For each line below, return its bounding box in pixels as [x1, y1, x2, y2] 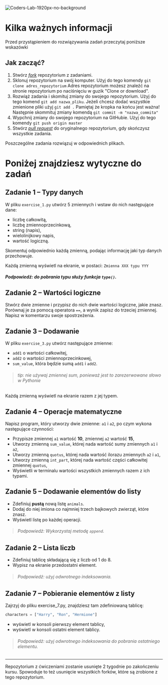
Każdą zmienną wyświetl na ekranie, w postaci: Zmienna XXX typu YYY [5, 262, 149, 268]
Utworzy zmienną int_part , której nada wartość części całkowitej [12, 457, 148, 463]
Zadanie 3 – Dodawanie [5, 327, 79, 335]
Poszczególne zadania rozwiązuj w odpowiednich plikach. [5, 140, 125, 146]
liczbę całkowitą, [12, 216, 47, 222]
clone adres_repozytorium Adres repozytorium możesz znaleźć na [12, 83, 149, 89]
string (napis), [12, 227, 41, 233]
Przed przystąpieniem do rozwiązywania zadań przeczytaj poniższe [5, 39, 145, 45]
